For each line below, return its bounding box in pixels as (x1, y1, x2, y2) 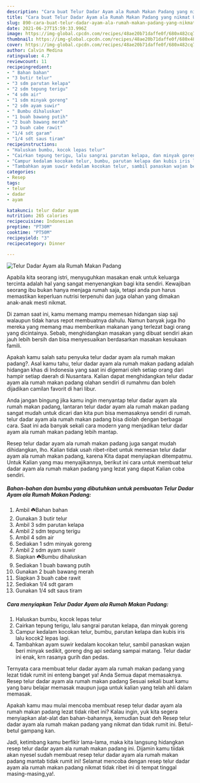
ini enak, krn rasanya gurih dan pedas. (15, 653, 109, 661)
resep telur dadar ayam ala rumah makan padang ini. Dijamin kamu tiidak (7, 745, 185, 752)
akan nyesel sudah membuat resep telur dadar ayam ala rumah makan (7, 751, 179, 759)
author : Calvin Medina (7, 48, 63, 54)
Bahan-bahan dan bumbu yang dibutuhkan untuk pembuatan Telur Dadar (7, 485, 194, 492)
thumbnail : (7, 36, 34, 42)
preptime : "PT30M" (7, 224, 52, 230)
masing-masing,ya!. (7, 771, 55, 778)
